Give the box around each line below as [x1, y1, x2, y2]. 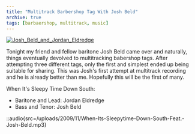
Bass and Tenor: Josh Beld [14, 103, 82, 111]
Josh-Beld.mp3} [6, 121, 47, 129]
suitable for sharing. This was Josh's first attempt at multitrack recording [6, 67, 186, 75]
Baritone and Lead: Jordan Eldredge [14, 97, 105, 104]
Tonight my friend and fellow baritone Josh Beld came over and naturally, [6, 48, 188, 55]
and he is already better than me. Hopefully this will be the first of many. [6, 73, 185, 81]
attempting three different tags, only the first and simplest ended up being [6, 61, 189, 68]
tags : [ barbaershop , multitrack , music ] [6, 20, 109, 26]
